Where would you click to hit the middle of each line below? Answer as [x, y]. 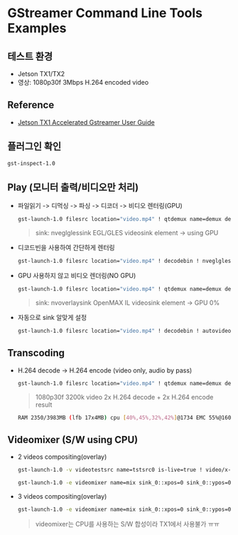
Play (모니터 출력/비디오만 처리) [73, 187]
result [44, 405]
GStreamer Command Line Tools [105, 13]
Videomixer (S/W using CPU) [73, 440]
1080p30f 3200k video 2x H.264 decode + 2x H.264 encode [124, 397]
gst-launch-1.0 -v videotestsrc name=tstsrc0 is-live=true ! [110, 470]
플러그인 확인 [34, 146]
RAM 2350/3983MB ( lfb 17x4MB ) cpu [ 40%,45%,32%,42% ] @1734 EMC [112, 417]
